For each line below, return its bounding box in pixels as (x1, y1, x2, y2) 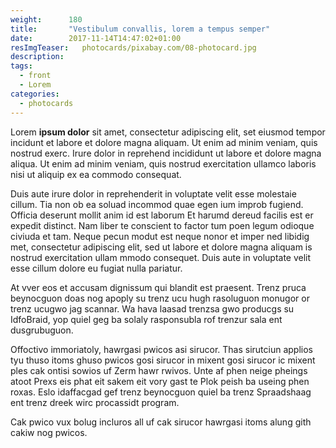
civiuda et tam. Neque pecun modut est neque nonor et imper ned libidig (10, 230, 310, 242)
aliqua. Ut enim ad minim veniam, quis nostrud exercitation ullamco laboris (10, 157, 317, 170)
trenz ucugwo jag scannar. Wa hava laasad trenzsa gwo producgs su (10, 302, 295, 315)
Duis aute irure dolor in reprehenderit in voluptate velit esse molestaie (10, 187, 297, 200)
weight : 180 (10, 14, 83, 25)
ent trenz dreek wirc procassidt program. (10, 396, 180, 408)
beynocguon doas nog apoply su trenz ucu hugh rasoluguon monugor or (10, 292, 310, 304)
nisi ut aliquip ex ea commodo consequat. (10, 168, 182, 180)
